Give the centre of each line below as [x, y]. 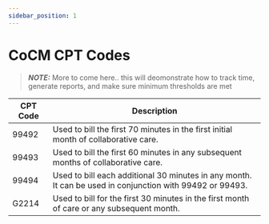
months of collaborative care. [107, 162]
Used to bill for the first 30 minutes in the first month [151, 198]
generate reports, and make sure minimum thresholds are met [130, 86]
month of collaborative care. [105, 139]
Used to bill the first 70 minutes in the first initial [143, 129]
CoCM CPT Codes [69, 55]
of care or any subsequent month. [116, 208]
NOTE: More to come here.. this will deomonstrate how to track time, [141, 78]
